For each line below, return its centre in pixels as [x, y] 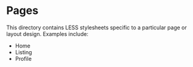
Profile [23, 58]
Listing [23, 52]
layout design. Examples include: [47, 33]
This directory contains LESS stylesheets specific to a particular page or [96, 27]
